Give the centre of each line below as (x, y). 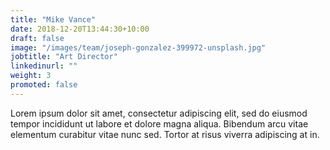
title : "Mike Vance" (53, 19)
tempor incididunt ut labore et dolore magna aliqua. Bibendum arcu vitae (159, 123)
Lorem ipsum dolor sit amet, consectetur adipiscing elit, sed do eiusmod (159, 113)
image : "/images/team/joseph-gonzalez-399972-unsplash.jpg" (138, 47)
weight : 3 (31, 76)
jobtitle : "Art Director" (64, 57)
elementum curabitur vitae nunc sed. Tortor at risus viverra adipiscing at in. (165, 134)
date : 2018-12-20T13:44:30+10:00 (80, 29)
